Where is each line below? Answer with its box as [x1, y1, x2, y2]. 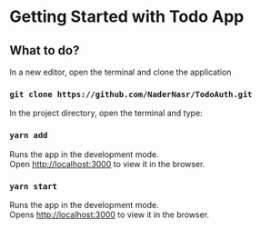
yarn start [9, 181, 57, 192]
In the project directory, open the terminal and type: [9, 107, 203, 119]
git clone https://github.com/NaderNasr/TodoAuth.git [9, 89, 253, 99]
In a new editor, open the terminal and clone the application [9, 66, 232, 77]
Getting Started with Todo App [9, 6, 245, 27]
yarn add [9, 130, 48, 141]
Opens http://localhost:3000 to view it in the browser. [9, 209, 210, 220]
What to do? [9, 43, 80, 58]
